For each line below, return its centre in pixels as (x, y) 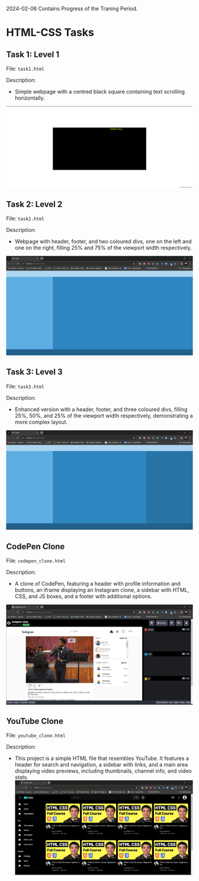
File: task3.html (25, 386)
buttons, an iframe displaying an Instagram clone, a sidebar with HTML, (102, 590)
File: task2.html (25, 218)
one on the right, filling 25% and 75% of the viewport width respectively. (103, 248)
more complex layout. (41, 422)
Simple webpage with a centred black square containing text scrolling (100, 92)
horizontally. (30, 98)
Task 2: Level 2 (34, 204)
